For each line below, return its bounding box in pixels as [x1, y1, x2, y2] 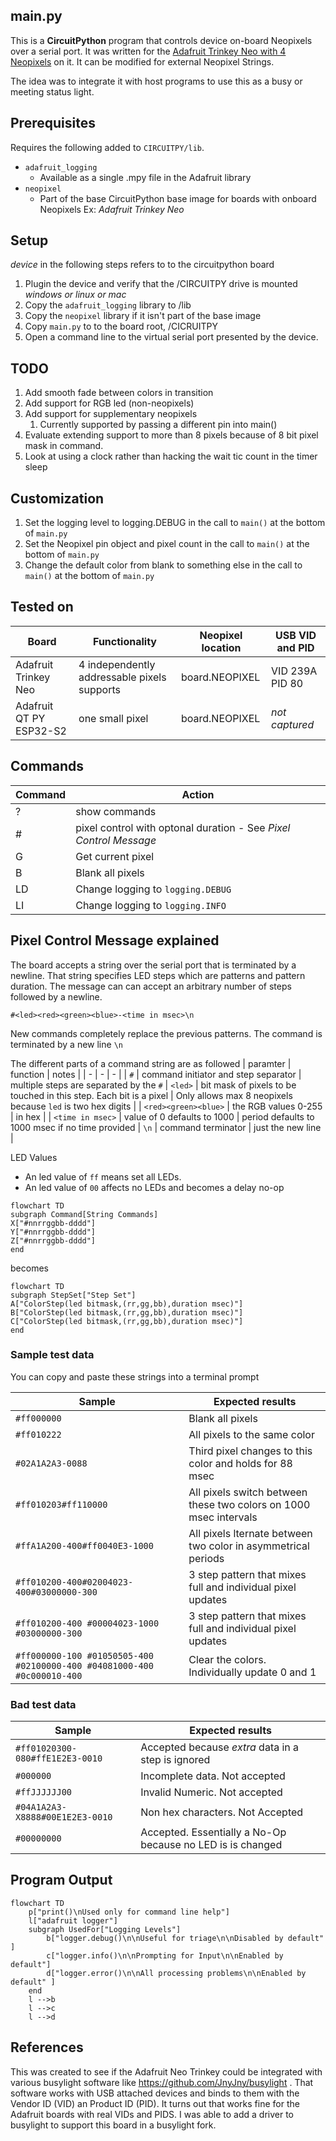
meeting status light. [10, 85, 95, 98]
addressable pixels [78, 670, 167, 684]
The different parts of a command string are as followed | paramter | [10, 1057, 292, 1069]
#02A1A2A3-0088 [15, 1457, 88, 1469]
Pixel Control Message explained [10, 932, 220, 949]
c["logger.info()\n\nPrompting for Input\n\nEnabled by [46, 1950, 284, 1961]
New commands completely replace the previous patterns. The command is [10, 1027, 323, 1039]
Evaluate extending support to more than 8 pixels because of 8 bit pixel [24, 429, 319, 441]
